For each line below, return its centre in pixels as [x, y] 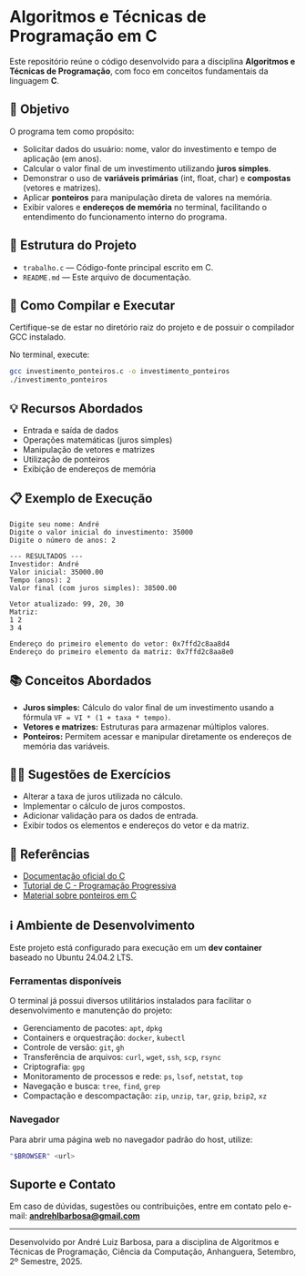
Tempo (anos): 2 [40, 580]
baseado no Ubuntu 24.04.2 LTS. [71, 957]
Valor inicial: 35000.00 [56, 572]
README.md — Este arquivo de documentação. [107, 277]
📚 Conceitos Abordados [81, 681]
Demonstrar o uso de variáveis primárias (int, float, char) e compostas [157, 178]
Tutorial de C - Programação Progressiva [99, 886]
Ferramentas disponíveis [66, 981]
